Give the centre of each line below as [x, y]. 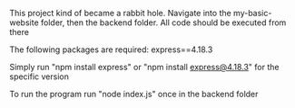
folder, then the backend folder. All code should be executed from [163, 22]
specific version [39, 76]
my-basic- [252, 13]
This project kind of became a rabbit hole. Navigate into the [120, 13]
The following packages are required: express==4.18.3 [111, 49]
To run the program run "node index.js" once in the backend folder [134, 94]
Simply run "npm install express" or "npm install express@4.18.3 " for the [144, 67]
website [24, 22]
